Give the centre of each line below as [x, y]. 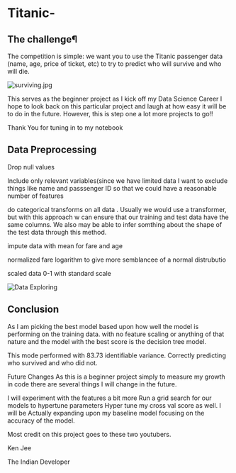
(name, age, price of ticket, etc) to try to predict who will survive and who [114, 64]
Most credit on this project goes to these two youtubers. [89, 434]
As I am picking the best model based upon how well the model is [103, 326]
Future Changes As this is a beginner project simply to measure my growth [116, 377]
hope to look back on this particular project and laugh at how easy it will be [117, 106]
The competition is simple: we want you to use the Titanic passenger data [115, 56]
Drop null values [31, 167]
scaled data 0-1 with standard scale [59, 273]
